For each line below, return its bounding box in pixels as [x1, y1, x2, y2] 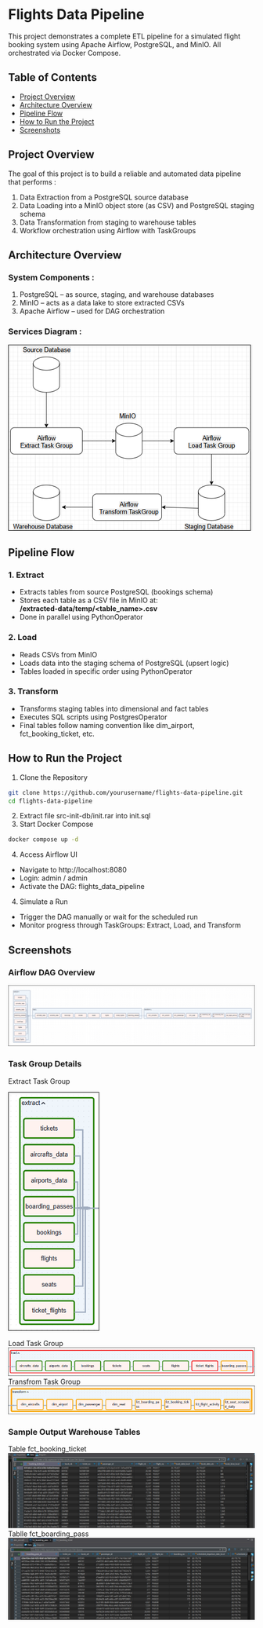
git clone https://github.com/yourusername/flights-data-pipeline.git [8, 788, 243, 796]
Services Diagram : [8, 326, 82, 337]
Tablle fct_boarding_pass [8, 1529, 89, 1538]
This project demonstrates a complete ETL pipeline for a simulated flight [8, 31, 241, 41]
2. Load [8, 632, 38, 643]
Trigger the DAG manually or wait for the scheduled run [19, 913, 198, 922]
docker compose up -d [8, 836, 79, 843]
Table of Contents [8, 71, 98, 84]
